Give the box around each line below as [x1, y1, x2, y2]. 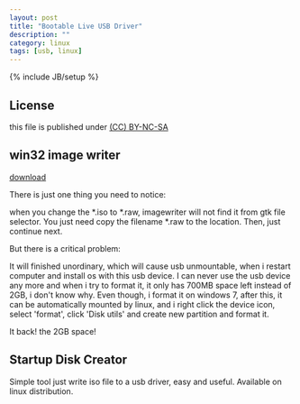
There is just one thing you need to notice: [9, 188, 167, 199]
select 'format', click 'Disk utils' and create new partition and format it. [9, 308, 269, 319]
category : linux [9, 38, 70, 48]
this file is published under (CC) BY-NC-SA [9, 121, 168, 132]
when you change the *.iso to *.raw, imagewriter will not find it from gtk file [9, 207, 286, 217]
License [9, 97, 55, 113]
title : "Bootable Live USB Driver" [9, 22, 143, 31]
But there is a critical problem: [9, 243, 122, 253]
